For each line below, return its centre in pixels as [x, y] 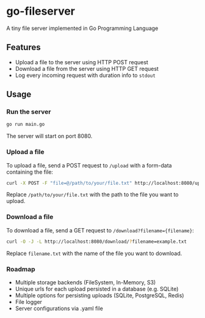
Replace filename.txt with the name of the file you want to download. [94, 253]
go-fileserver [41, 11]
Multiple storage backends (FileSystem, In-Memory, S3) [85, 282]
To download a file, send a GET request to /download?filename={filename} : [100, 230]
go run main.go [26, 124]
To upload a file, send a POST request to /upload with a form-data [89, 165]
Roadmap [21, 269]
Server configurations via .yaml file [59, 308]
